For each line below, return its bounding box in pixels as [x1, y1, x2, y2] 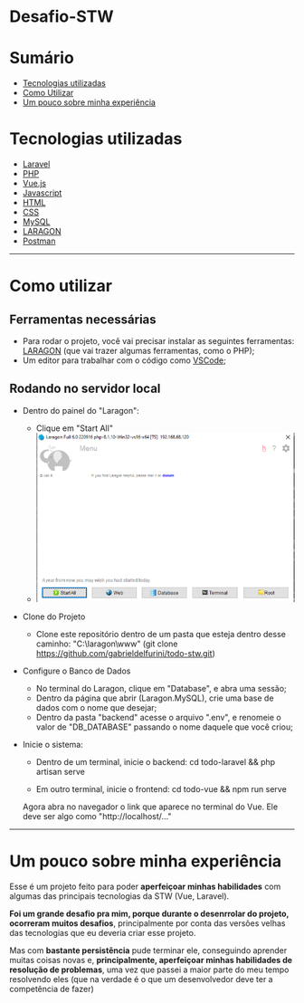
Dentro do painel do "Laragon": [22, 405, 140, 416]
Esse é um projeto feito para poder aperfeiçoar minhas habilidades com [9, 881, 281, 893]
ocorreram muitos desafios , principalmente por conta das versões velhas [9, 918, 286, 929]
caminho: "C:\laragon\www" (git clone [35, 638, 178, 649]
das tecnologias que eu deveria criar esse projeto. [9, 928, 196, 939]
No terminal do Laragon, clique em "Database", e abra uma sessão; [35, 683, 287, 694]
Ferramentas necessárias [9, 311, 157, 327]
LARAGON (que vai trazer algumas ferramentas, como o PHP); [22, 346, 255, 357]
